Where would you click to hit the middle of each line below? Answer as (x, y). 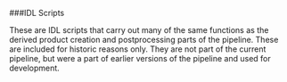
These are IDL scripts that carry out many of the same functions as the (139, 30)
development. (34, 68)
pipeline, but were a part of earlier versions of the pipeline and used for (140, 58)
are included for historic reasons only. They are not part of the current (138, 49)
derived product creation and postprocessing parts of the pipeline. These (144, 40)
